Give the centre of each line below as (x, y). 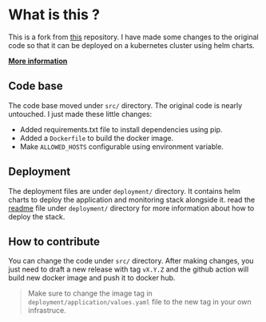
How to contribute (54, 241)
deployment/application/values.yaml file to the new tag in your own (139, 302)
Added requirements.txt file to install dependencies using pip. (121, 129)
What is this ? (54, 15)
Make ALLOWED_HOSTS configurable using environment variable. (121, 147)
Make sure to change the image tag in (90, 293)
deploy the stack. (37, 216)
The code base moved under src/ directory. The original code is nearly (125, 105)
